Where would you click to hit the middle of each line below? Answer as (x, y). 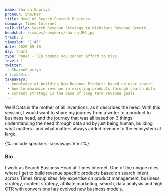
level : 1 (14, 61)
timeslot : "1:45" (23, 42)
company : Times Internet (31, 24)
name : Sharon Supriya (28, 10)
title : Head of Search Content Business (48, 19)
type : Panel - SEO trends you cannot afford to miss (61, 56)
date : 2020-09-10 (23, 47)
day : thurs (16, 51)
